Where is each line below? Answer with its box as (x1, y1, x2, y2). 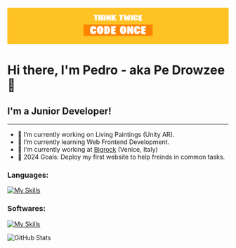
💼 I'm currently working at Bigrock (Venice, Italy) (17, 145, 158, 154)
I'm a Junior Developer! (7, 105, 112, 117)
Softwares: (7, 204, 46, 214)
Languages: (7, 170, 49, 180)
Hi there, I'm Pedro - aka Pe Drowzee (7, 63, 225, 78)
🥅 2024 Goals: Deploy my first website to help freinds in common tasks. (17, 152, 225, 162)
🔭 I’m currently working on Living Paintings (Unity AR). (17, 131, 175, 139)
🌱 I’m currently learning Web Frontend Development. (17, 138, 170, 146)
